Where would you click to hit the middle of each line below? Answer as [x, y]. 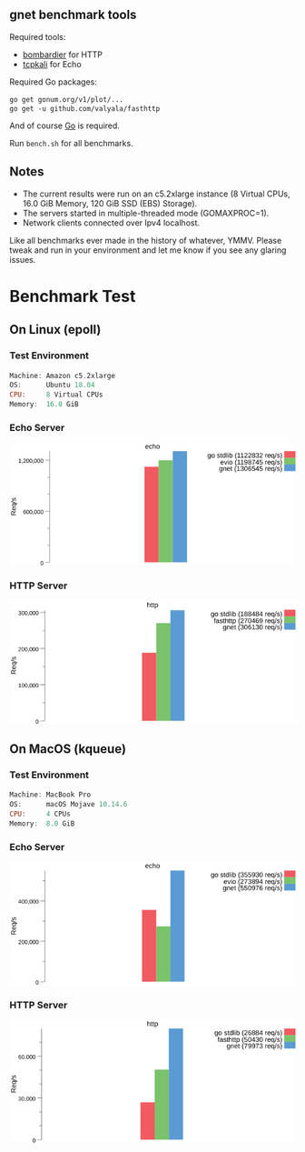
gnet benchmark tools [73, 15]
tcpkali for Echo [52, 64]
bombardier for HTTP [62, 55]
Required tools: [38, 36]
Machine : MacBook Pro [50, 795]
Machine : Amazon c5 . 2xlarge [63, 376]
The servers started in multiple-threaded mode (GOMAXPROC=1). [146, 213]
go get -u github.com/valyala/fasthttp [85, 108]
